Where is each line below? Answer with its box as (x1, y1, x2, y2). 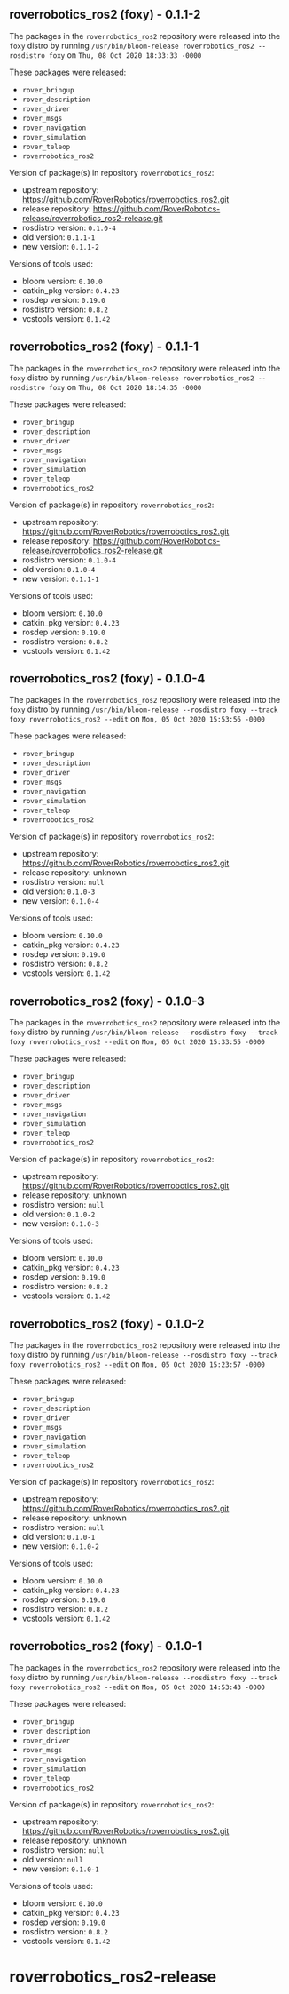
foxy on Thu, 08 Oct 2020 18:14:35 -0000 (48, 381, 202, 392)
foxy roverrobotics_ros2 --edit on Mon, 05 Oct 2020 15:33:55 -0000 (9, 1036, 266, 1047)
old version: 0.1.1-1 (21, 231, 96, 243)
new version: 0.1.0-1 (21, 1863, 99, 1874)
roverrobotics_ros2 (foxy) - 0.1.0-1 (9, 1639, 203, 1654)
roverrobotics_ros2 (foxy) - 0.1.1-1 (9, 339, 199, 355)
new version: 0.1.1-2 (21, 241, 99, 251)
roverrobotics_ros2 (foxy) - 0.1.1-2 (9, 7, 201, 22)
